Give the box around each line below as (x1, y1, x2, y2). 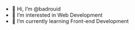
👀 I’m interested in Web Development (11, 12, 103, 18)
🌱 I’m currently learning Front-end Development (11, 18, 129, 24)
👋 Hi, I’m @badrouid (11, 6, 61, 12)
